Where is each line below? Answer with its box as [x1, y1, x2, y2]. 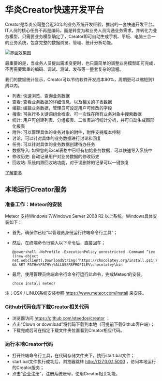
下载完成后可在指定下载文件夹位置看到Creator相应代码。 [12, 327, 125, 333]
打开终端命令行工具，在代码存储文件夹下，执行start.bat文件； [12, 352, 135, 359]
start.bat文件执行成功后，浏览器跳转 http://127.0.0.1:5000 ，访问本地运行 [12, 359, 156, 365]
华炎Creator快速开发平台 [5, 4, 104, 16]
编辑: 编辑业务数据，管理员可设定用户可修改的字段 [12, 105, 112, 111]
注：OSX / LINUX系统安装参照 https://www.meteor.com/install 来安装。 [5, 290, 147, 296]
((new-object [12, 254, 39, 258]
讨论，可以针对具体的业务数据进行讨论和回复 [12, 135, 102, 141]
